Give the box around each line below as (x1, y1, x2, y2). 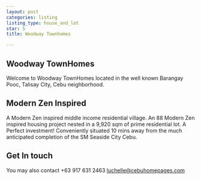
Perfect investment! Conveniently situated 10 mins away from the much (6, 127, 182, 134)
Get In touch (6, 151, 53, 161)
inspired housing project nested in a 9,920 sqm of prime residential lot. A (6, 121, 187, 128)
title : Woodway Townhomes (6, 31, 71, 37)
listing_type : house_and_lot (6, 20, 79, 26)
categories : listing (6, 14, 58, 20)
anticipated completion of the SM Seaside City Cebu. (6, 133, 137, 140)
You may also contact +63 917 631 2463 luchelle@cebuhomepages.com (6, 166, 185, 174)
